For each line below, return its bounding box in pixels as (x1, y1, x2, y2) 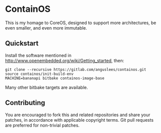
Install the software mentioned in (5, 52, 72, 58)
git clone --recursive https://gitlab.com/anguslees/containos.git (5, 67, 147, 72)
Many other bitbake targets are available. (5, 84, 88, 90)
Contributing (5, 99, 45, 107)
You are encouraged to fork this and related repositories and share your (5, 112, 151, 118)
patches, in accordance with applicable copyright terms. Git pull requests (5, 117, 154, 123)
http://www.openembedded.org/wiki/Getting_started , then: (5, 58, 125, 64)
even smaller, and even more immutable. (5, 25, 87, 31)
